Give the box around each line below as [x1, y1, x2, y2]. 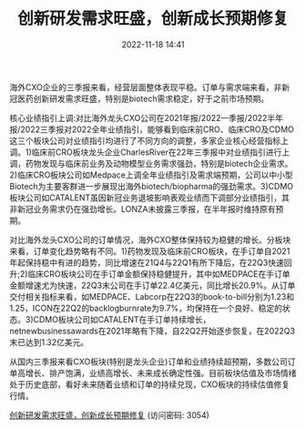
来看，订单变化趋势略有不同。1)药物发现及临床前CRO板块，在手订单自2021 [9, 245, 291, 256]
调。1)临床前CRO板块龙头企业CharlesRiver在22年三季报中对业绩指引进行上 [9, 147, 291, 158]
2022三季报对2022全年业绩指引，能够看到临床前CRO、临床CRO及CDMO [20, 124, 294, 135]
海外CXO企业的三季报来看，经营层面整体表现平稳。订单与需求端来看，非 [9, 81, 282, 92]
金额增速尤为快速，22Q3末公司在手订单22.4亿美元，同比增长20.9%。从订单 [9, 280, 296, 291]
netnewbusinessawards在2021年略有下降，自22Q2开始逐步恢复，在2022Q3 [9, 325, 296, 336]
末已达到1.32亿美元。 [9, 336, 89, 347]
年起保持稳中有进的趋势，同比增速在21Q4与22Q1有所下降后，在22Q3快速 [9, 257, 284, 268]
